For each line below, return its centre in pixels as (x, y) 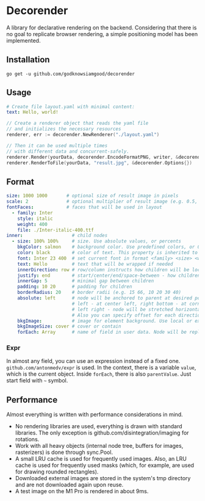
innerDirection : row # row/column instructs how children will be (103, 269)
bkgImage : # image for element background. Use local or (105, 321)
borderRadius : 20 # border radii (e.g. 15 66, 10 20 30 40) (99, 293)
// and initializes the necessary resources (64, 129)
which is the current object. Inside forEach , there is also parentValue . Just (99, 374)
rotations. (27, 439)
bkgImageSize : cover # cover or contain (69, 327)
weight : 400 (32, 224)
